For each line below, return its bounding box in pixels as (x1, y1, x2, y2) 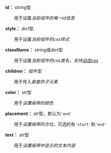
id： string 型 (5, 4, 31, 10)
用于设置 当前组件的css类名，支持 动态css (13, 57, 98, 63)
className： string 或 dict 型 (5, 47, 63, 52)
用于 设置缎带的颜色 (13, 100, 53, 106)
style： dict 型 (5, 25, 34, 31)
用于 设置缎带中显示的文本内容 (13, 142, 75, 148)
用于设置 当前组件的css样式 (13, 36, 69, 42)
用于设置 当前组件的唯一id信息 (13, 15, 75, 21)
